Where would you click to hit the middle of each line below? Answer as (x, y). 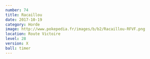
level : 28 (16, 39)
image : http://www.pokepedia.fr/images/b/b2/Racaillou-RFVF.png (75, 29)
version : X (17, 44)
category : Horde (23, 24)
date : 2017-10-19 (24, 19)
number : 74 (17, 10)
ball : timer (18, 48)
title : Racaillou (24, 15)
